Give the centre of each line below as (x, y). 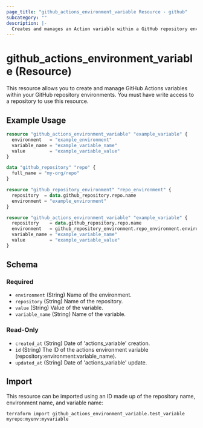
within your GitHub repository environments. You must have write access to (100, 95)
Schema (22, 265)
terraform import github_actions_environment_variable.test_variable (96, 413)
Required (20, 282)
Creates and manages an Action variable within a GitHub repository (100, 29)
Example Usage (36, 120)
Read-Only (23, 330)
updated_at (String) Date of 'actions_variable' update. (81, 362)
